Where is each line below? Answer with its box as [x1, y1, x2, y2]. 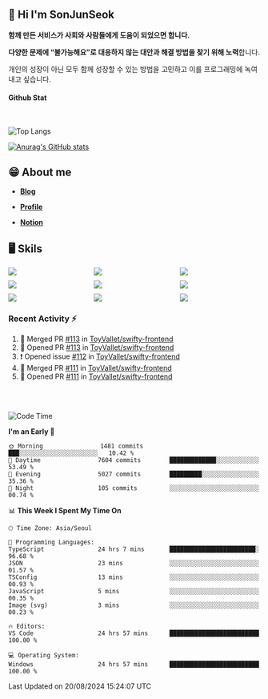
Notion [19, 218, 44, 227]
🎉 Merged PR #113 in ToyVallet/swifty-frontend [19, 334, 174, 344]
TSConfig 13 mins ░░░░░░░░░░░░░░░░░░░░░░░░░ [8, 573, 260, 581]
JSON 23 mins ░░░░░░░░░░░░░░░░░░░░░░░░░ [8, 560, 260, 568]
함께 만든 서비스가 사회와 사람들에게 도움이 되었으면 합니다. [8, 30, 190, 40]
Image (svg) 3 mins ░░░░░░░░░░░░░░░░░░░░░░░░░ [8, 601, 260, 609]
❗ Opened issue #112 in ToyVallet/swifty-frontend [19, 352, 180, 361]
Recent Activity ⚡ [8, 313, 78, 324]
